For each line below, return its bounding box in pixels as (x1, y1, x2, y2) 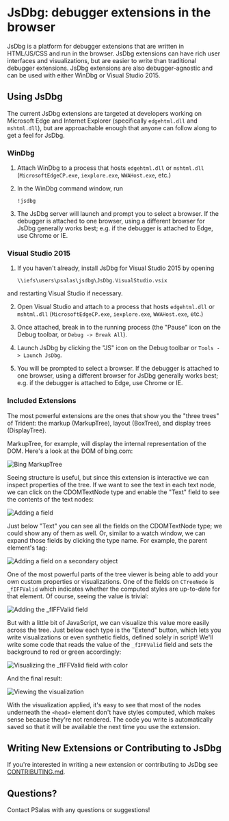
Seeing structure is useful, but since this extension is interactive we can (7, 473, 209, 481)
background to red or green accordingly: (7, 648, 122, 656)
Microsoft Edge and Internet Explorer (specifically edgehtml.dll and (7, 117, 198, 125)
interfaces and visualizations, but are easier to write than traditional (7, 56, 197, 64)
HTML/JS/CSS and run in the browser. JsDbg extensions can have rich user (7, 49, 221, 58)
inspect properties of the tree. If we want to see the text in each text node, (7, 480, 217, 489)
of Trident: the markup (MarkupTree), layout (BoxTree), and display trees (7, 419, 211, 427)
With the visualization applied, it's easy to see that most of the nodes (7, 700, 202, 709)
